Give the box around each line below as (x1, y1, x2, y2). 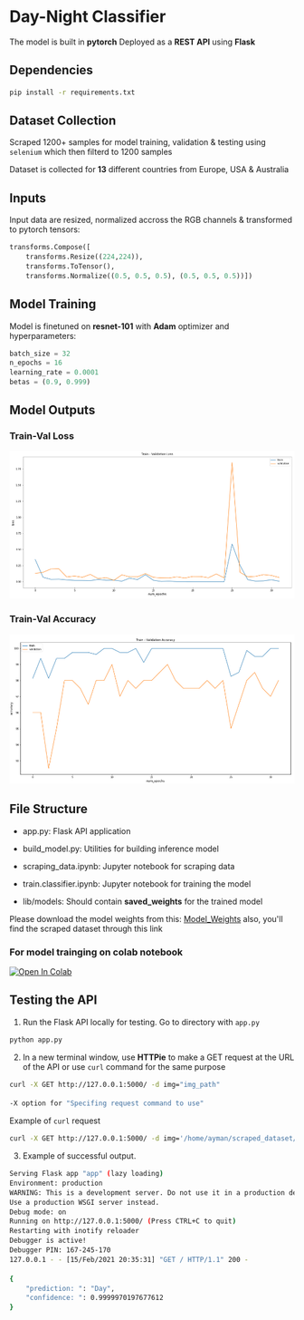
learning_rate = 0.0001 (9, 368, 100, 377)
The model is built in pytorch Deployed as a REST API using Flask (9, 36, 256, 47)
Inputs (9, 190, 47, 206)
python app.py (9, 1035, 63, 1044)
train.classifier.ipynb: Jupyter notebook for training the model (22, 878, 252, 889)
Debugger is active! (9, 1236, 88, 1246)
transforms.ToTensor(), (25, 262, 116, 271)
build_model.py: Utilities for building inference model (22, 843, 220, 854)
